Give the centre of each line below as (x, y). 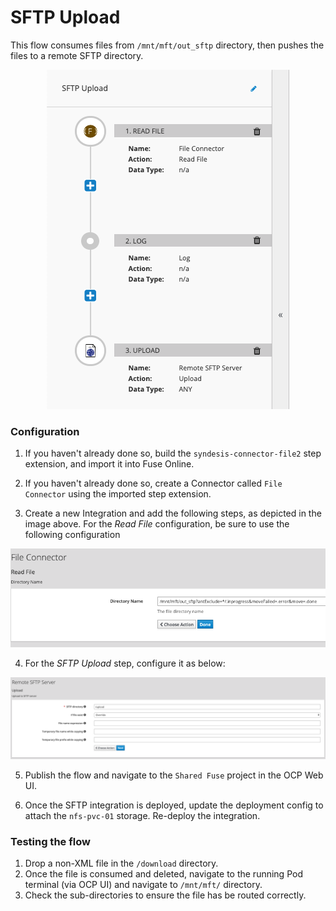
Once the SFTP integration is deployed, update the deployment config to (174, 805)
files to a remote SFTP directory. (77, 55)
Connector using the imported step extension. (118, 494)
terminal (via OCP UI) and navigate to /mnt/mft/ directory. (143, 885)
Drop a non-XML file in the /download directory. (121, 863)
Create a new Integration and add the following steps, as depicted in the (173, 513)
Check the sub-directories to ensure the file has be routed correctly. (165, 895)
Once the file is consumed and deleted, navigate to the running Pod (163, 874)
